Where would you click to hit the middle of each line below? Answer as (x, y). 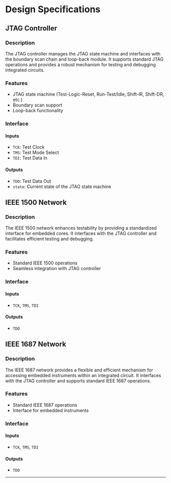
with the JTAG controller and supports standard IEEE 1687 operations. (78, 381)
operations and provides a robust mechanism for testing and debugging (81, 64)
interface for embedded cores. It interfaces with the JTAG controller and (81, 233)
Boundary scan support (37, 105)
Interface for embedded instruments (51, 410)
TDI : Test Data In (30, 158)
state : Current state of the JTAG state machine (62, 186)
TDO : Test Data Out (32, 181)
